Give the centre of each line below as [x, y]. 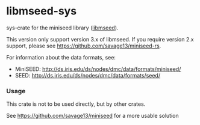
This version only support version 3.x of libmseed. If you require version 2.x [100, 39]
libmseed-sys [42, 11]
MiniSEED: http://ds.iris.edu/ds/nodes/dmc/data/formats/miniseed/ [98, 69]
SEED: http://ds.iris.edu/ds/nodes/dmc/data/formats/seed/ [88, 75]
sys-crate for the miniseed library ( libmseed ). [62, 28]
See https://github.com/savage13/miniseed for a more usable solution [92, 116]
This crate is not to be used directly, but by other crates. [76, 104]
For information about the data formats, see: [61, 57]
